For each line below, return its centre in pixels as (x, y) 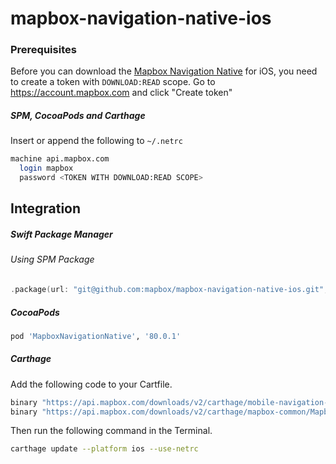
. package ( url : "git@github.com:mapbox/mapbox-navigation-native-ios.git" (167, 290)
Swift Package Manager (61, 234)
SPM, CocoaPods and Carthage (78, 116)
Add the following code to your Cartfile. (91, 384)
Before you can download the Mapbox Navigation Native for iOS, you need (164, 71)
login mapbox (46, 168)
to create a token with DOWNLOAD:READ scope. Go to (113, 82)
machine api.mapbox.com (60, 159)
